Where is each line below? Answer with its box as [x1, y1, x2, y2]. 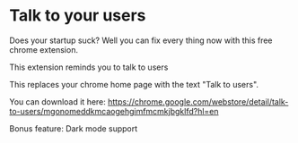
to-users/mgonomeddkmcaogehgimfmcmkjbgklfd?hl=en [9, 105, 219, 116]
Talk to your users [9, 5, 146, 26]
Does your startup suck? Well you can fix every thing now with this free [9, 35, 273, 46]
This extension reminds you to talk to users [9, 62, 169, 72]
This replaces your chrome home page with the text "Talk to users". [9, 79, 259, 89]
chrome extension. [9, 44, 79, 55]
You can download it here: [9, 96, 106, 107]
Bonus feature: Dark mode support [9, 122, 138, 134]
